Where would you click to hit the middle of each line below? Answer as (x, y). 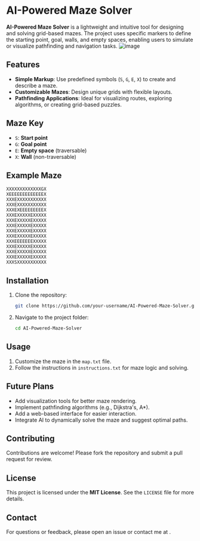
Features (23, 65)
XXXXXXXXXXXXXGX (26, 189)
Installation (27, 280)
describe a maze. (36, 85)
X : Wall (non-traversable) (45, 156)
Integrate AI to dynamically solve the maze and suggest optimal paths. (101, 420)
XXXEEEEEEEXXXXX (26, 242)
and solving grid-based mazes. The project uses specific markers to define (99, 33)
